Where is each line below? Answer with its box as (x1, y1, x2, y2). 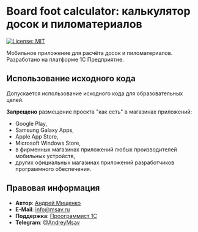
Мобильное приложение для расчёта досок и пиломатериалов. (6, 49, 173, 56)
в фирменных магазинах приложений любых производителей (15, 145, 177, 153)
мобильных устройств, (15, 152, 75, 159)
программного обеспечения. (15, 165, 92, 172)
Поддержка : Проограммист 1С (15, 212, 98, 219)
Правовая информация (6, 183, 100, 194)
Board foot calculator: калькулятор (6, 4, 191, 18)
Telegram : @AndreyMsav (15, 219, 81, 226)
